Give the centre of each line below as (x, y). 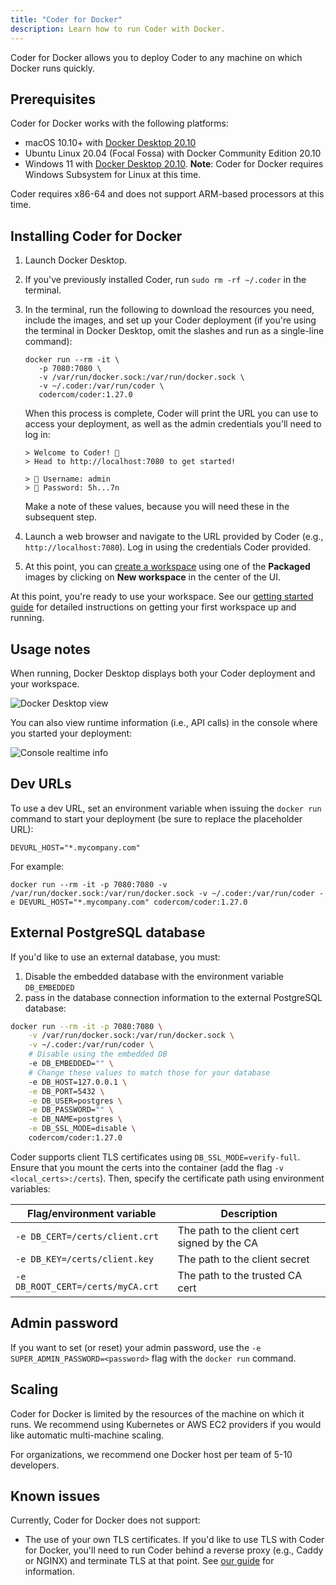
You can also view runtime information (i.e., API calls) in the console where (164, 722)
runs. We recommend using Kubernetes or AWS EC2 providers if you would (166, 1424)
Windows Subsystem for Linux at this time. (113, 175)
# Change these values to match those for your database (149, 1072)
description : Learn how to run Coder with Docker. (118, 29)
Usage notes (50, 649)
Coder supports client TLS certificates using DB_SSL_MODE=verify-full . (155, 1157)
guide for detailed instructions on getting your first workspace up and (153, 607)
